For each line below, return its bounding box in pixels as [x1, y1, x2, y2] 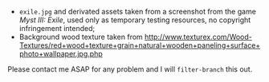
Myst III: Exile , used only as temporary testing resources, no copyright [18, 15, 251, 25]
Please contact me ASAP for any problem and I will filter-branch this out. [7, 64, 253, 74]
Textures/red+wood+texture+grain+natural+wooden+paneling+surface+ [18, 41, 261, 50]
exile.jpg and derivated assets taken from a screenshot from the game [18, 7, 256, 16]
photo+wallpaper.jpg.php [18, 49, 103, 58]
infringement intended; [18, 24, 96, 33]
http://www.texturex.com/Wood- [145, 32, 252, 41]
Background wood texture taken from [18, 32, 144, 41]
